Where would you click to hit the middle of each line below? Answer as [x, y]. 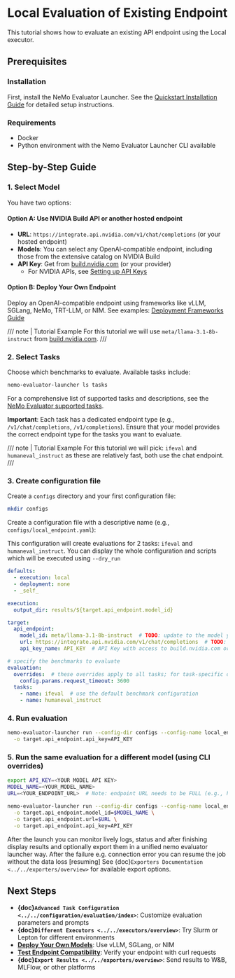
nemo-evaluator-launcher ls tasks [58, 385]
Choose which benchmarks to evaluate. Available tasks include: [99, 372]
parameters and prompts [53, 923]
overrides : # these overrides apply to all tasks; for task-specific [119, 674]
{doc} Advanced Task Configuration [68, 908]
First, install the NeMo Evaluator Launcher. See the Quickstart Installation [112, 97]
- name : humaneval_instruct [60, 701]
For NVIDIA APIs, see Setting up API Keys [87, 271]
